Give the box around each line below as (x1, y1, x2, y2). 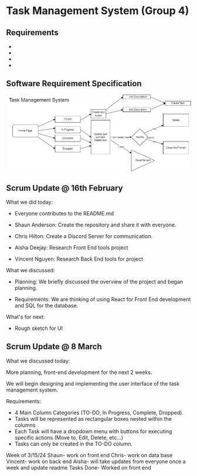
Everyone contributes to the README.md (14, 210, 114, 217)
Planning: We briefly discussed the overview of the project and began (14, 278, 184, 285)
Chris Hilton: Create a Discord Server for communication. (14, 233, 152, 240)
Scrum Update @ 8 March (6, 342, 103, 352)
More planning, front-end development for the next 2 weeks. (6, 369, 152, 376)
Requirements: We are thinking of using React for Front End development (14, 296, 191, 303)
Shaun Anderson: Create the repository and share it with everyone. (14, 221, 176, 228)
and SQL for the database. (14, 302, 79, 309)
